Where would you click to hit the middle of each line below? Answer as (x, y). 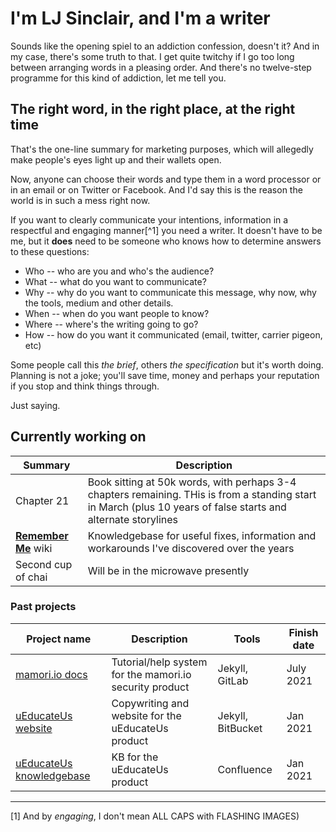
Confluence (245, 769)
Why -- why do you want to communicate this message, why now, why (170, 292)
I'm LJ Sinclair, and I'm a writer (140, 18)
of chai (31, 577)
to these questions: (50, 251)
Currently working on (78, 437)
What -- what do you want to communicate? (115, 281)
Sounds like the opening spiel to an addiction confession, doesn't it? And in (165, 46)
